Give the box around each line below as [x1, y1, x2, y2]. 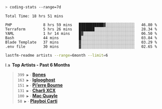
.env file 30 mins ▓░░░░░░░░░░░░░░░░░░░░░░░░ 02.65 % [5, 44, 157, 49]
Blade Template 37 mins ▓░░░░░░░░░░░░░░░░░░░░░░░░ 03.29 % [5, 40, 157, 45]
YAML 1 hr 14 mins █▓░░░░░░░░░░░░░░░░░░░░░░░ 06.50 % [5, 31, 157, 36]
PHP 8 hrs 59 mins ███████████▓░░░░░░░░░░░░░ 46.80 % [5, 22, 157, 27]
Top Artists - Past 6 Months [11, 62, 70, 68]
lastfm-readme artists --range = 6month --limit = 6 [5, 53, 108, 58]
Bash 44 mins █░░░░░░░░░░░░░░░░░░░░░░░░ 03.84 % [5, 35, 157, 40]
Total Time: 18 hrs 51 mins [5, 13, 64, 18]
